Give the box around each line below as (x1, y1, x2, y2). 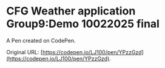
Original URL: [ (6, 48, 43, 55)
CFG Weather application (6, 4, 136, 18)
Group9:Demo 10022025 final (6, 17, 160, 31)
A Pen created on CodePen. (6, 37, 76, 44)
